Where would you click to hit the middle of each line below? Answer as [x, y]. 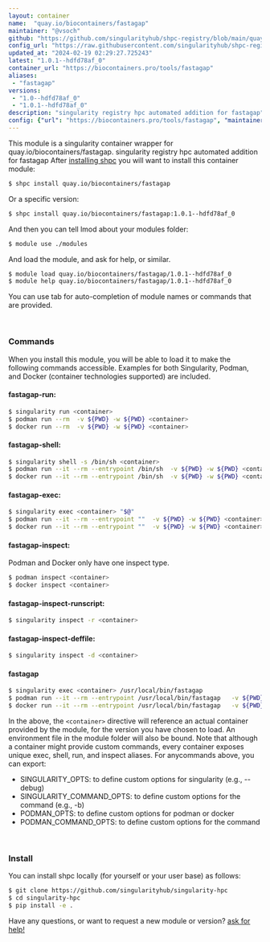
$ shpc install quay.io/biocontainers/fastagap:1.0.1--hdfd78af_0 [122, 214]
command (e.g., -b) [52, 805]
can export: [27, 764]
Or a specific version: [44, 199]
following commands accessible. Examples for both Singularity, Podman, [129, 367]
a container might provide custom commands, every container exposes [126, 746]
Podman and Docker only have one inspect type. [89, 563]
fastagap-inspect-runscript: [57, 603]
